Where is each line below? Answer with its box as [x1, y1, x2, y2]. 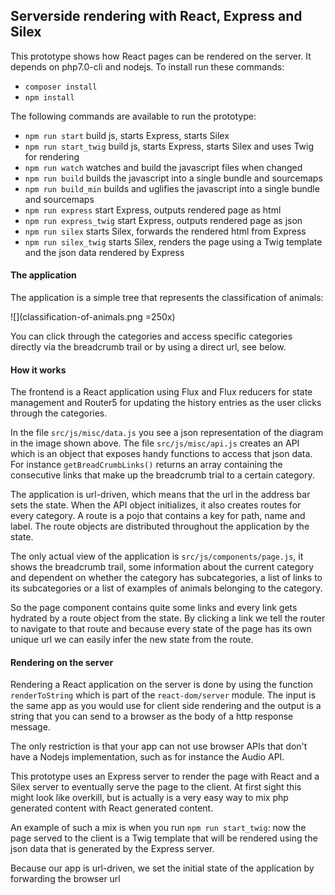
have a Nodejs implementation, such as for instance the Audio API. [10, 751, 285, 763]
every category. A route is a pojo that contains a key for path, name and [10, 510, 306, 522]
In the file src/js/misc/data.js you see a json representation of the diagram [10, 427, 324, 439]
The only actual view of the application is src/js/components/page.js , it [10, 550, 304, 563]
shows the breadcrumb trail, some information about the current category [10, 561, 315, 573]
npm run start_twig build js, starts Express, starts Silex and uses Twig [24, 140, 314, 152]
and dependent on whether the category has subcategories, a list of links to [10, 572, 323, 584]
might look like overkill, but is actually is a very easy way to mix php [10, 792, 289, 804]
